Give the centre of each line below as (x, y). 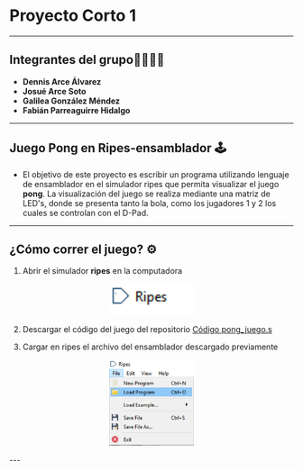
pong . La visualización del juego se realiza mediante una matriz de (146, 194)
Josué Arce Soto (54, 91)
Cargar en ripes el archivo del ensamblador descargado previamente (150, 347)
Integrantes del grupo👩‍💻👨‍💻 (87, 60)
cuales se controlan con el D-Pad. (85, 212)
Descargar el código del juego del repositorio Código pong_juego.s (147, 330)
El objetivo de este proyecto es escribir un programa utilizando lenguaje (156, 174)
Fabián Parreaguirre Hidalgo (76, 110)
